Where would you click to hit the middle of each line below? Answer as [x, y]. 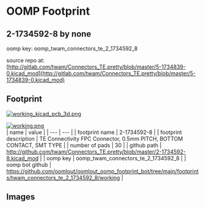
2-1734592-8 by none [49, 34]
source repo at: [25, 60]
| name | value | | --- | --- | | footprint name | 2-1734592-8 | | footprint [94, 132]
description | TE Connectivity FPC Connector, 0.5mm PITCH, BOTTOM [95, 138]
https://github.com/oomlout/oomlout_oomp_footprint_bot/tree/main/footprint [103, 171]
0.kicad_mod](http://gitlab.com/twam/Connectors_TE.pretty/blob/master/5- [101, 73]
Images [21, 197]
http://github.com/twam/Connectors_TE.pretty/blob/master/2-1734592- [96, 152]
